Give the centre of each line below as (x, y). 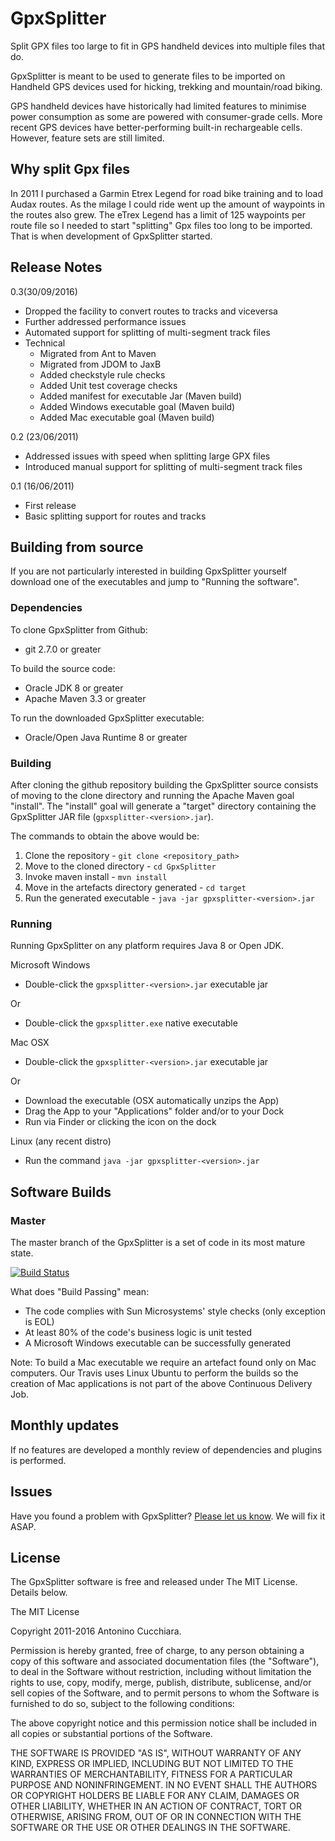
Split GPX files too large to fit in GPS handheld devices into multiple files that (167, 46)
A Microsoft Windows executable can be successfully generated (158, 1343)
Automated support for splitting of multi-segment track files (147, 332)
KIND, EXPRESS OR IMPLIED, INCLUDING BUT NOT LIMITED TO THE (152, 1764)
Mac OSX (30, 1043)
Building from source (77, 547)
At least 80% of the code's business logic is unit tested (138, 1332)
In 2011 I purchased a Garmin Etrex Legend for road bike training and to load (167, 193)
